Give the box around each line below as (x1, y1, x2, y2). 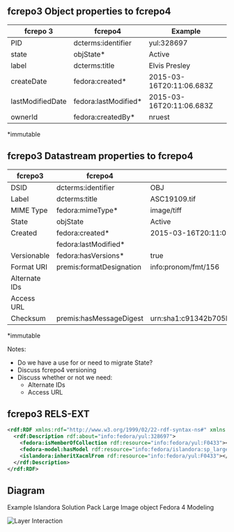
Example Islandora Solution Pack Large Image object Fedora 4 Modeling (7, 503, 214, 512)
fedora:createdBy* (73, 112, 136, 121)
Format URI (10, 261, 47, 271)
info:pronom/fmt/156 (150, 261, 220, 271)
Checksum (10, 313, 47, 323)
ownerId (10, 112, 38, 121)
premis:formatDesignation (56, 261, 141, 271)
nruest (148, 112, 171, 121)
